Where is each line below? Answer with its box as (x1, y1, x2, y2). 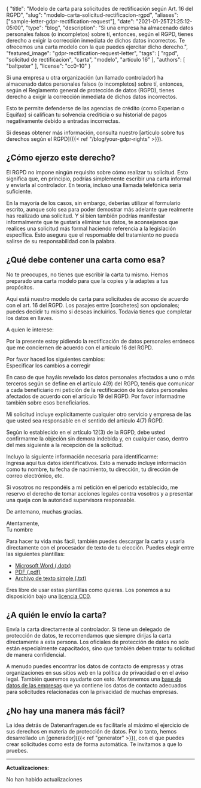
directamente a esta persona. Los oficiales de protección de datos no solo (6, 638, 190, 646)
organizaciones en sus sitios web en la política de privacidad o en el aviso (6, 669, 188, 677)
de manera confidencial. (6, 651, 66, 659)
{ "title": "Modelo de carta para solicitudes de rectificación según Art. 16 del (6, 5, 193, 12)
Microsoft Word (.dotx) (14, 561, 71, 569)
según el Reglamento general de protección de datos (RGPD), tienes (6, 87, 175, 93)
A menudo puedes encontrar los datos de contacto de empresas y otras (6, 663, 184, 670)
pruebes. (6, 747, 29, 754)
